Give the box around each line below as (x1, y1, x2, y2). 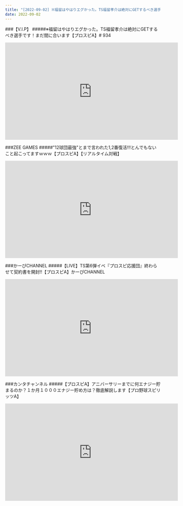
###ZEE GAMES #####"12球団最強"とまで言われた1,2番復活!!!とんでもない (5, 144, 157, 150)
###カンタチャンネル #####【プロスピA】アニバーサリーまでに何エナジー (5, 381, 156, 387)
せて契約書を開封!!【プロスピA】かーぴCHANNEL (5, 269, 105, 275)
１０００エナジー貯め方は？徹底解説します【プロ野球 (39, 387, 148, 393)
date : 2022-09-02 (5, 12, 41, 17)
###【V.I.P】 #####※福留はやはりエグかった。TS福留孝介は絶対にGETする (5, 26, 158, 32)
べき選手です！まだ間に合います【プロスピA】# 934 (5, 32, 111, 38)
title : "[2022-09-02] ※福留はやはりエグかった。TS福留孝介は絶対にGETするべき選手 (5, 7, 161, 12)
